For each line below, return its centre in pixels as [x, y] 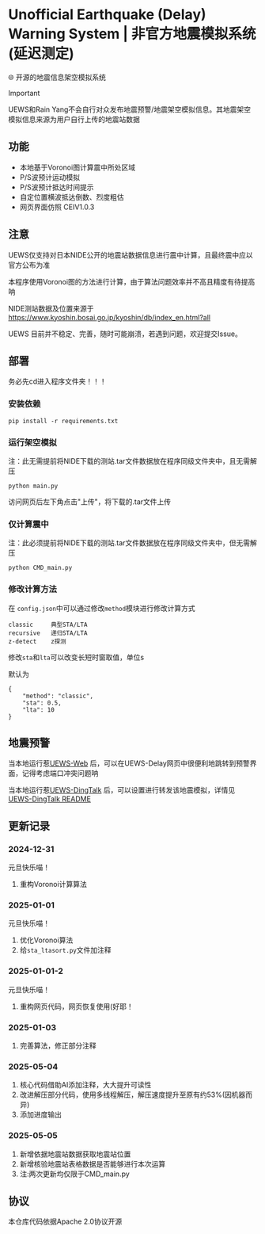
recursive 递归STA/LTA [48, 633]
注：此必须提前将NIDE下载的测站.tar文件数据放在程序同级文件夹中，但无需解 [132, 543]
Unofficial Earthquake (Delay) [108, 15]
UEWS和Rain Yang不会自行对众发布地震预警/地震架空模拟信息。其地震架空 [130, 109]
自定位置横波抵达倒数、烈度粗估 [72, 197]
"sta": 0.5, [42, 703]
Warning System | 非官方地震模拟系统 [132, 34]
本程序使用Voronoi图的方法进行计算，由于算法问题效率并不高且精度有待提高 [132, 281]
